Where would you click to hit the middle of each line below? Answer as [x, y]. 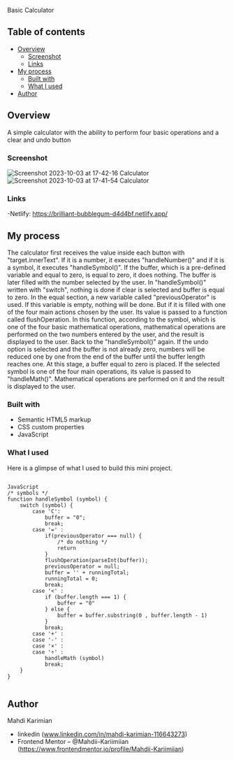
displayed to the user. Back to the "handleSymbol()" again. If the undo [108, 342]
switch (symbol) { [46, 505]
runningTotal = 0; [71, 579]
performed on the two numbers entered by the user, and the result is [106, 334]
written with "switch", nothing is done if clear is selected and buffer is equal [116, 290]
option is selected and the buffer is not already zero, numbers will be [106, 350]
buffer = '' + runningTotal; [87, 573]
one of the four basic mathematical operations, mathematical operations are [116, 327]
